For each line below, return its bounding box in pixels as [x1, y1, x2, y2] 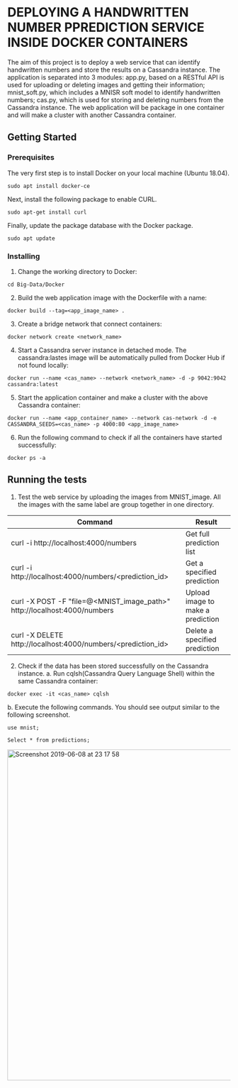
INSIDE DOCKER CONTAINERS [7, 35, 188, 50]
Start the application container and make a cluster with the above [17, 393, 208, 402]
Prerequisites [7, 153, 55, 163]
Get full [185, 529, 210, 539]
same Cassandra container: [17, 676, 98, 685]
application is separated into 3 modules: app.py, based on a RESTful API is [7, 72, 225, 82]
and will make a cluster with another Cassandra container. [7, 111, 176, 119]
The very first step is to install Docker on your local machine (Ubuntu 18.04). [7, 168, 230, 177]
